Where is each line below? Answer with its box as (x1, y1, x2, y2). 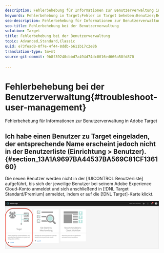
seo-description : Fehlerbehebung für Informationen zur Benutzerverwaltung (5, 18, 163, 23)
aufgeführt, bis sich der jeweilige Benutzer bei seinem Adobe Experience (5, 181, 152, 187)
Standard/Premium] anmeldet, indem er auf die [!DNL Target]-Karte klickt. (5, 191, 154, 197)
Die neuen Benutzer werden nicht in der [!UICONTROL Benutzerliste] (5, 176, 143, 182)
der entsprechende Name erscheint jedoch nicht (5, 140, 156, 148)
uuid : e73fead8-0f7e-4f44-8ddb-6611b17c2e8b (5, 44, 97, 49)
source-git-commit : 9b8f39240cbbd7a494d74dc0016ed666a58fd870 (5, 54, 134, 59)
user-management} (5, 102, 87, 113)
